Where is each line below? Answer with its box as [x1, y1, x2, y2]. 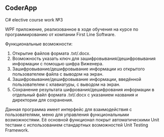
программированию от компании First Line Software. [5, 31, 116, 37]
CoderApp [5, 4, 38, 12]
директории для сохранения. [12, 97, 73, 103]
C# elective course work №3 [5, 17, 63, 22]
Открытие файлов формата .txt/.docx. [12, 50, 91, 56]
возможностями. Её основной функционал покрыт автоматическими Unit [5, 117, 160, 122]
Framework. [5, 127, 29, 133]
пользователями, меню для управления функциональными [5, 112, 129, 117]
